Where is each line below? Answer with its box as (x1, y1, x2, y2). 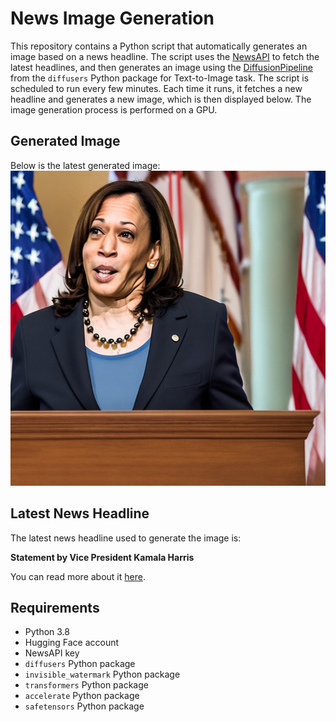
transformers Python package (24, 679, 149, 691)
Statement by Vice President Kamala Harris (10, 551, 195, 563)
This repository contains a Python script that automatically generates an (10, 40, 308, 52)
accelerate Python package (24, 690, 140, 702)
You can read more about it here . (10, 570, 146, 582)
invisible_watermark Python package (24, 668, 181, 681)
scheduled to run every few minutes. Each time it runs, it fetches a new (10, 82, 303, 94)
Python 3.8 (24, 626, 70, 638)
